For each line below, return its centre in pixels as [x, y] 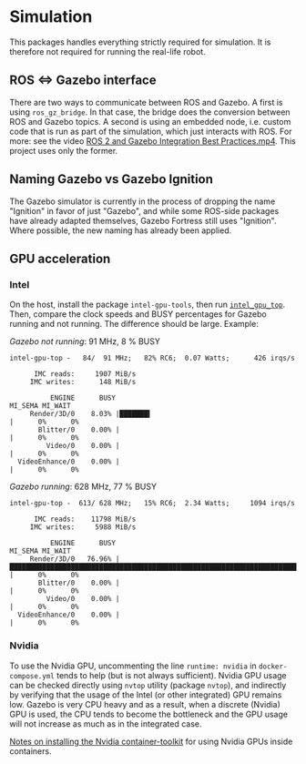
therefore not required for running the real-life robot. [108, 51]
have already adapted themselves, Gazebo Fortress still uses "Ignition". [143, 220]
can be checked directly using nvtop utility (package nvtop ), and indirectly [148, 685]
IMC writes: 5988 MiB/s [83, 527]
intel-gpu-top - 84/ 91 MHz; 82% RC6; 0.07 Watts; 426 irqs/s [153, 358]
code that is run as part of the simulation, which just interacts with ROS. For [151, 131]
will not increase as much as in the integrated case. [106, 723]
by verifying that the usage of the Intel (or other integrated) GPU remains [146, 695]
